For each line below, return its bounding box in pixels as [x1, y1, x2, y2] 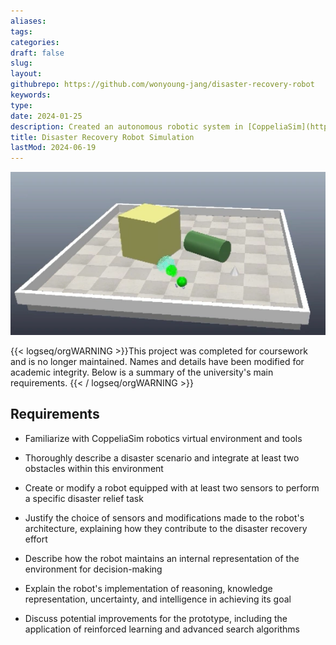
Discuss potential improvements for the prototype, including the [24, 612, 288, 624]
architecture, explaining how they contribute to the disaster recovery [24, 522, 308, 534]
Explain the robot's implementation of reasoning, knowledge [24, 582, 273, 594]
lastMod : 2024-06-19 [10, 143, 97, 153]
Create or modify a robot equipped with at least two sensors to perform [24, 481, 320, 494]
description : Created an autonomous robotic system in [10, 121, 244, 132]
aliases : [10, 16, 47, 26]
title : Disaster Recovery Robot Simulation [10, 132, 195, 142]
